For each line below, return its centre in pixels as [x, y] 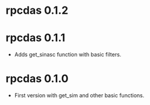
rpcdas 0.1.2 [37, 10]
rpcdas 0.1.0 [37, 79]
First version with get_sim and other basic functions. [79, 95]
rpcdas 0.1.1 [36, 38]
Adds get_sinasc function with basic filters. [68, 55]
